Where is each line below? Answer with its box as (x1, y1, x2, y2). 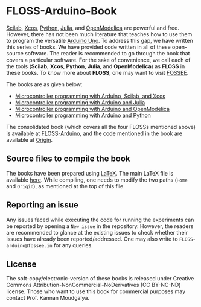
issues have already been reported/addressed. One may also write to (6, 235, 178, 242)
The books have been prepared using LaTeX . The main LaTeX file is (6, 169, 174, 177)
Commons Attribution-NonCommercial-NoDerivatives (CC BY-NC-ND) (6, 282, 181, 289)
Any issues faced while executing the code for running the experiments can (6, 216, 194, 223)
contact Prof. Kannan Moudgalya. (6, 294, 89, 302)
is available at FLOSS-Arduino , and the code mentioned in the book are (6, 130, 183, 137)
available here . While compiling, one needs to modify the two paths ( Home (6, 176, 188, 183)
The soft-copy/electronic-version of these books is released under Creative (6, 275, 194, 282)
